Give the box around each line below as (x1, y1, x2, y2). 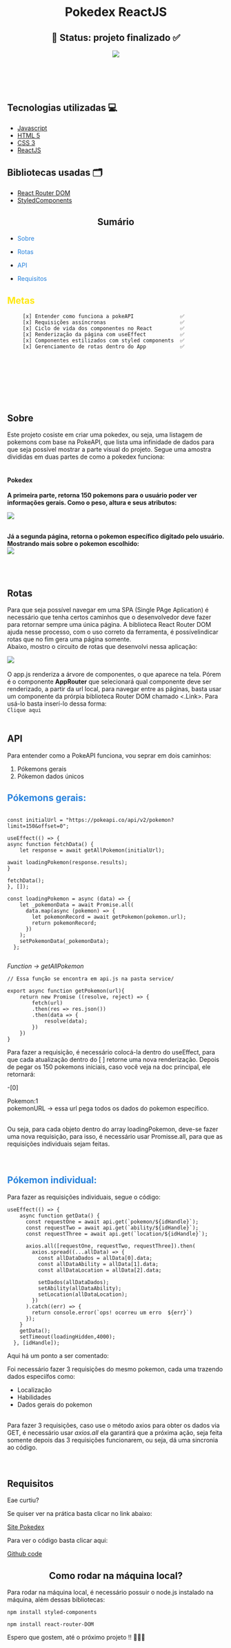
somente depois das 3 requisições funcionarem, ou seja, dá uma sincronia (7, 1436, 219, 1444)
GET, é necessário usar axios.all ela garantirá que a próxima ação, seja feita (7, 1428, 223, 1436)
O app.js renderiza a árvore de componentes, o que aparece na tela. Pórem (7, 670, 221, 679)
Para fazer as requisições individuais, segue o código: (7, 1193, 161, 1201)
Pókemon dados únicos (17, 772, 84, 780)
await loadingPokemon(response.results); (7, 859, 128, 866)
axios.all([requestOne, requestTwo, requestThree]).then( (25, 1243, 196, 1249)
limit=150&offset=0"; (7, 823, 70, 830)
